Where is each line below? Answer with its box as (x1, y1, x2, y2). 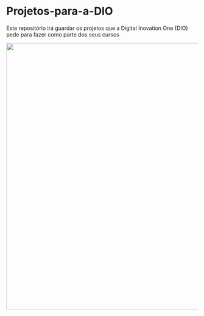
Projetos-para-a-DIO (6, 4, 113, 18)
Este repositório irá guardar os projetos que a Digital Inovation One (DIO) (6, 24, 188, 32)
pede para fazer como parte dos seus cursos (6, 30, 120, 38)
